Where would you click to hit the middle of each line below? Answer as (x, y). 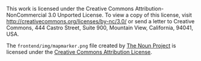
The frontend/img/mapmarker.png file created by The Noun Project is (91, 45)
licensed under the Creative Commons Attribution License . (79, 52)
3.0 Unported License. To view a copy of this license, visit (120, 15)
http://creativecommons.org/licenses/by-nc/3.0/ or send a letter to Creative (100, 21)
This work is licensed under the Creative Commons (70, 9)
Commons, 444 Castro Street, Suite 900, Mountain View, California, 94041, (100, 28)
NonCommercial (27, 15)
